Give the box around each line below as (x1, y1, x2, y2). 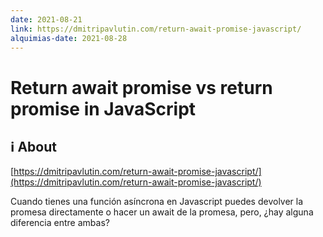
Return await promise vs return (10, 76, 273, 99)
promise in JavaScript (10, 97, 197, 120)
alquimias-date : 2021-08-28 (10, 33, 128, 43)
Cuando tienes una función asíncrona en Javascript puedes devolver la (10, 196, 304, 208)
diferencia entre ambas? (10, 217, 110, 229)
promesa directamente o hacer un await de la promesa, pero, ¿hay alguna (10, 206, 314, 218)
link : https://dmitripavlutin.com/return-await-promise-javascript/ (10, 24, 302, 34)
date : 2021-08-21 (10, 14, 83, 25)
